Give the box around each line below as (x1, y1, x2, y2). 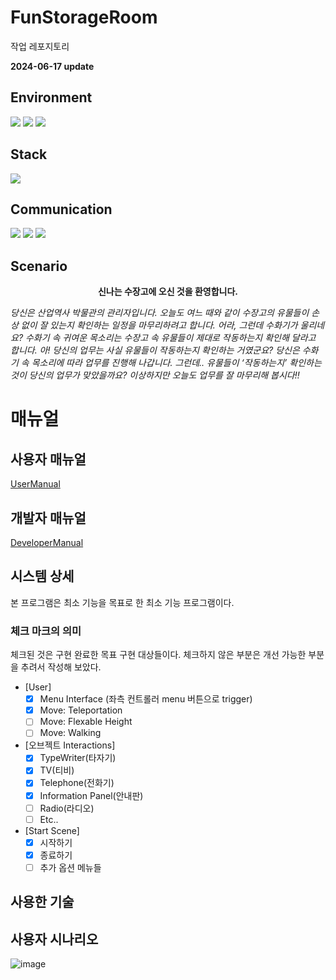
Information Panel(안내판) (39, 789, 144, 801)
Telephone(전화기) (39, 777, 115, 789)
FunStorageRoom (10, 6, 158, 29)
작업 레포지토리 (10, 40, 70, 52)
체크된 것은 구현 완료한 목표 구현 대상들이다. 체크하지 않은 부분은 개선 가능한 (10, 649, 307, 661)
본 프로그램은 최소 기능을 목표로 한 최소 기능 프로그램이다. (10, 596, 235, 608)
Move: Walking (39, 727, 102, 739)
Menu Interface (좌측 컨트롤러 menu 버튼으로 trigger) (39, 693, 253, 705)
